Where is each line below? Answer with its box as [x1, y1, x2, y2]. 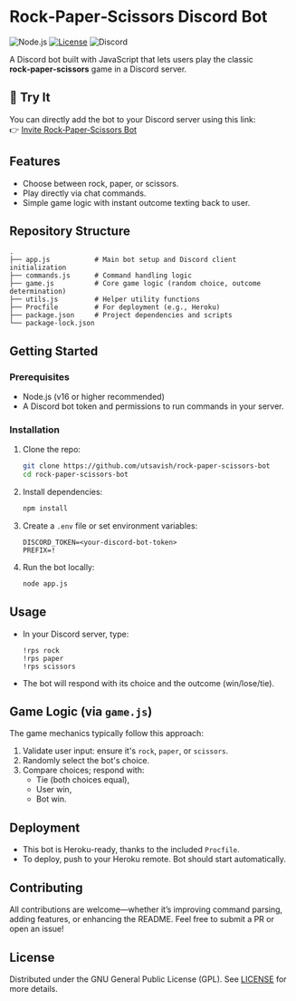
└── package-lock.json [9, 319, 95, 328]
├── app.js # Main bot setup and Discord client [9, 256, 237, 265]
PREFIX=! [22, 546, 56, 555]
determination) [9, 287, 67, 296]
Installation [9, 423, 61, 436]
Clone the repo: [22, 444, 81, 455]
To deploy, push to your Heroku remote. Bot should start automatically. [22, 854, 287, 865]
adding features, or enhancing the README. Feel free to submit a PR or [9, 914, 274, 925]
